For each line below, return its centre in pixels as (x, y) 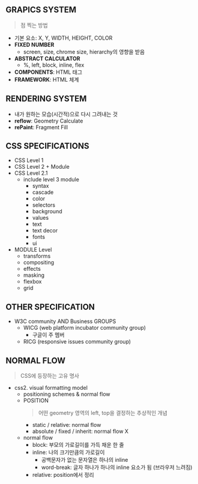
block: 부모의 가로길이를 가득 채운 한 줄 (78, 445)
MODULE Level (33, 250)
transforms (37, 256)
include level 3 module (51, 180)
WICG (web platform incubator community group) (85, 328)
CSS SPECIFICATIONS (47, 146)
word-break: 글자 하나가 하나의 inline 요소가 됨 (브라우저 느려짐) (117, 467)
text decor (45, 231)
